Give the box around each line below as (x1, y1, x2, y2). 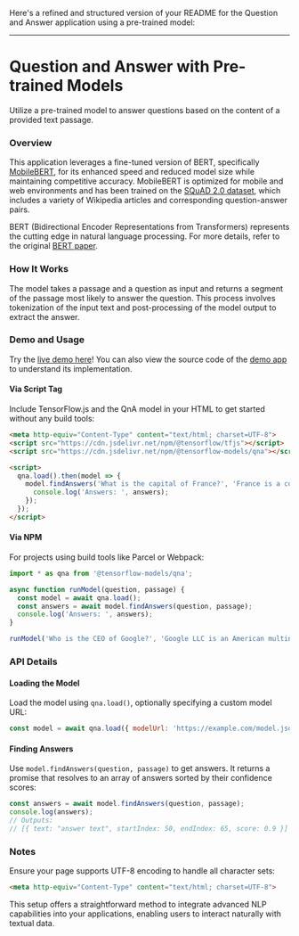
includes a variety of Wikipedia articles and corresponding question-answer (9, 195, 287, 206)
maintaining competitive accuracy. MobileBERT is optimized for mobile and (9, 176, 284, 186)
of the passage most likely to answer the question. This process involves (9, 292, 276, 303)
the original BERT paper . (9, 241, 98, 251)
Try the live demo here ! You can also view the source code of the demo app (9, 354, 287, 365)
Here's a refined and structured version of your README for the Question (9, 8, 279, 18)
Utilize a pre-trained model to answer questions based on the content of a (9, 104, 280, 115)
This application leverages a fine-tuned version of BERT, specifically (9, 157, 260, 168)
